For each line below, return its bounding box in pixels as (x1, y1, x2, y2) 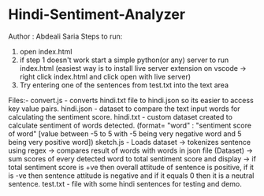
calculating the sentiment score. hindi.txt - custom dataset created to (8, 112, 232, 121)
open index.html (19, 46, 73, 56)
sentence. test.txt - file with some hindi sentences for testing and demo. (8, 179, 242, 188)
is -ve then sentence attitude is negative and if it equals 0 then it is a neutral (8, 171, 255, 180)
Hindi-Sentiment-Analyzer (8, 6, 186, 24)
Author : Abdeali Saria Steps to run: (8, 31, 123, 41)
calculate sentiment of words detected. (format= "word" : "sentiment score (8, 120, 252, 130)
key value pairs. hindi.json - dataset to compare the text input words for (8, 104, 240, 113)
